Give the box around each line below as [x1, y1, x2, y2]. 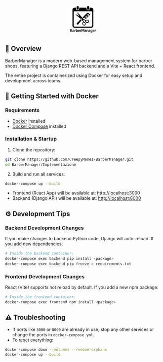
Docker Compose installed [12, 123, 67, 129]
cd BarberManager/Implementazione [5, 162, 77, 167]
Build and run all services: [12, 171, 65, 177]
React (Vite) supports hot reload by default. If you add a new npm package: [5, 285, 159, 290]
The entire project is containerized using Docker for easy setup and [5, 72, 143, 78]
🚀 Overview [5, 44, 41, 53]
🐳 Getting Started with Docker [5, 92, 99, 101]
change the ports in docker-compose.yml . [12, 331, 95, 337]
